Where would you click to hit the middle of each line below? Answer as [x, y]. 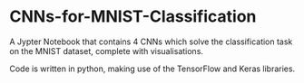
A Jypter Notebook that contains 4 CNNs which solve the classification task [151, 41]
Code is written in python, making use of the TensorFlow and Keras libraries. [152, 69]
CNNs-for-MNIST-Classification [133, 17]
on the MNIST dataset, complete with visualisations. [107, 51]
